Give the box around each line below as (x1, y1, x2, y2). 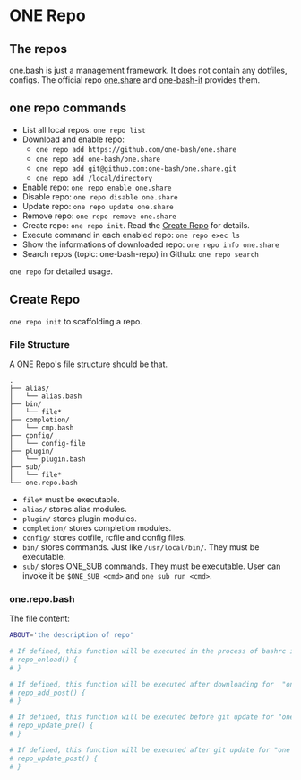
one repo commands (9, 101, 127, 116)
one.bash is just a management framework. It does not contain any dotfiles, (9, 65, 288, 75)
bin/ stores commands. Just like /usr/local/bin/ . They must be (21, 541, 260, 553)
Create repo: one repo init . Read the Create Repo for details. (21, 219, 251, 230)
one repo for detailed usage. (9, 266, 114, 277)
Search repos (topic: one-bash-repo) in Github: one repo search (21, 248, 260, 259)
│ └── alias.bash (9, 392, 82, 401)
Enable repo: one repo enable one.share (21, 182, 172, 192)
